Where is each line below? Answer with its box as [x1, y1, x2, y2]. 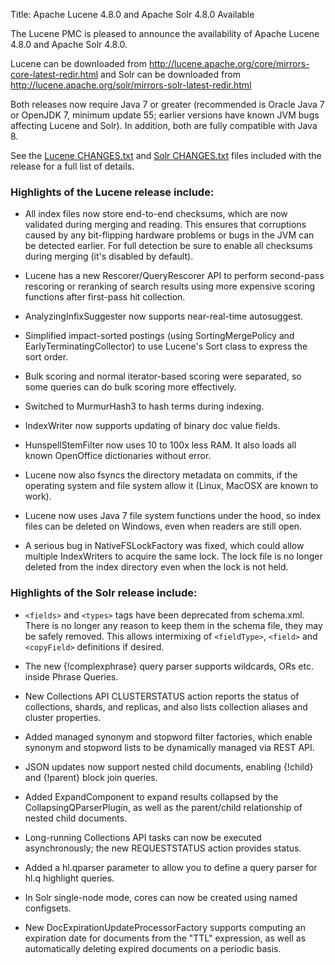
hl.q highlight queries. [24, 872, 115, 884]
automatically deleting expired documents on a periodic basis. [24, 942, 282, 954]
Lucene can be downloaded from [10, 58, 147, 69]
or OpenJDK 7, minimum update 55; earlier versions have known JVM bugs [10, 109, 320, 121]
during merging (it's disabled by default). [24, 250, 194, 263]
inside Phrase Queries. [24, 670, 119, 683]
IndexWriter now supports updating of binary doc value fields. [24, 420, 281, 432]
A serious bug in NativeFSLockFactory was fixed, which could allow [24, 540, 305, 552]
